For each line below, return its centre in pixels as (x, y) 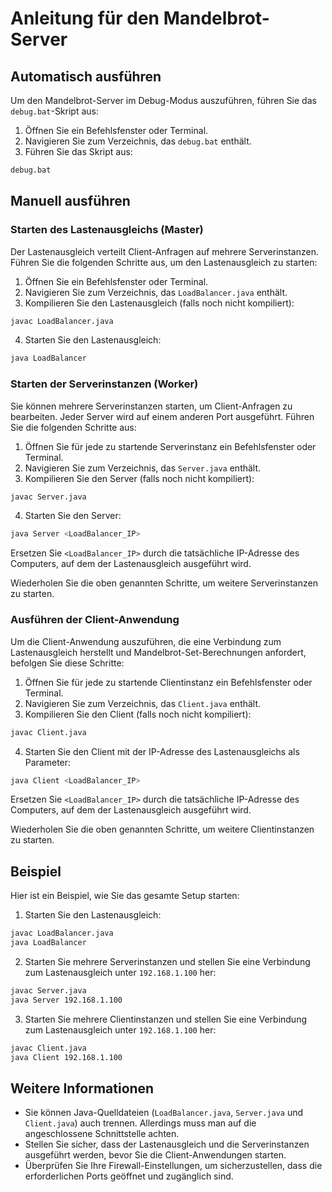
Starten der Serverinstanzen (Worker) (104, 384)
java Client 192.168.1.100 (66, 1057)
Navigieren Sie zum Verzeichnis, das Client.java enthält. (143, 703)
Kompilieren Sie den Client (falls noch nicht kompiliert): (138, 714)
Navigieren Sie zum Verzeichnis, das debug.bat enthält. (138, 141)
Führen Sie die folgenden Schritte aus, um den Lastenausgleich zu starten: (164, 262)
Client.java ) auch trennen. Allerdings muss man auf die (140, 1123)
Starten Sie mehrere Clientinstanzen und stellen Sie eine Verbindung (166, 1019)
